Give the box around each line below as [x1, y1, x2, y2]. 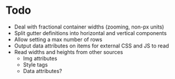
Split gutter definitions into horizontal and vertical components [14, 29, 167, 36]
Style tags [23, 61, 48, 68]
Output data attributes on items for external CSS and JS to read [14, 42, 170, 49]
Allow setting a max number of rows [14, 36, 103, 43]
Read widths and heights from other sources [14, 48, 123, 55]
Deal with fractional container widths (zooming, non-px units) [14, 23, 164, 30]
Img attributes [23, 55, 58, 62]
